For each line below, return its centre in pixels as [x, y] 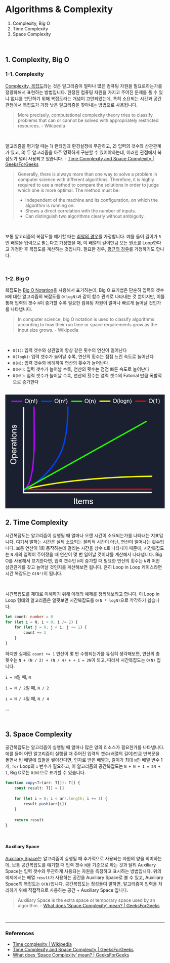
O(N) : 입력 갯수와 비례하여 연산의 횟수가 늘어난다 [60, 363]
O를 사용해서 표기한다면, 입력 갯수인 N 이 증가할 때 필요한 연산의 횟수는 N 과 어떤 [83, 560]
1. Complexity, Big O [37, 60]
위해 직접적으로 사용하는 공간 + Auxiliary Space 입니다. [73, 890]
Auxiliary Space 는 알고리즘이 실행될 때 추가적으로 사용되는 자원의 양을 [75, 858]
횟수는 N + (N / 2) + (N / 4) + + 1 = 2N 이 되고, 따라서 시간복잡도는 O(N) [80, 660]
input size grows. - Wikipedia [48, 330]
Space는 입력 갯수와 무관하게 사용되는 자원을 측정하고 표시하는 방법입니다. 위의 [83, 871]
